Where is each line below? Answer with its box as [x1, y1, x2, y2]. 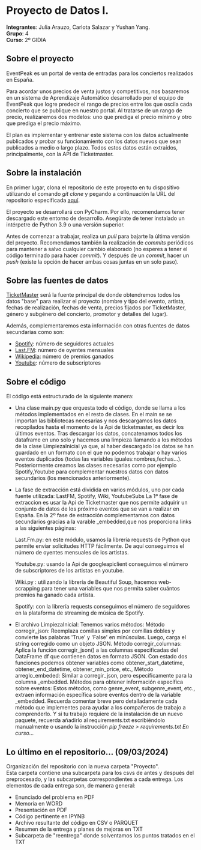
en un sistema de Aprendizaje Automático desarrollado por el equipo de [6, 94, 184, 101]
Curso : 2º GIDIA [6, 36, 47, 43]
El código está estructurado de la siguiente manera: [6, 393, 134, 400]
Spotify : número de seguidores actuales [14, 340, 114, 347]
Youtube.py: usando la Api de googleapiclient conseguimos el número [14, 560, 188, 568]
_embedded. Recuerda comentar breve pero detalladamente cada [14, 697, 178, 705]
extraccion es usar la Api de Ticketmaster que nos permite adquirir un [14, 499, 188, 506]
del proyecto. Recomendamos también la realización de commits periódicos [6, 238, 194, 246]
